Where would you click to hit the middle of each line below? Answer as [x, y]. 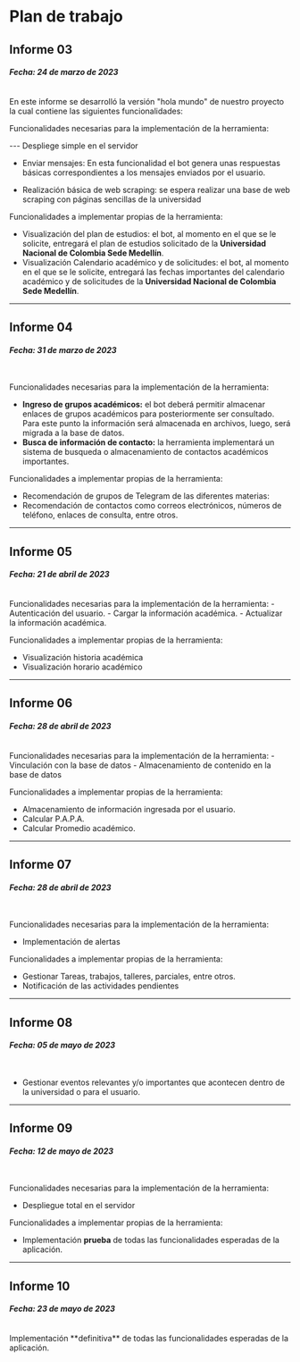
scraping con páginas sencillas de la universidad [112, 199]
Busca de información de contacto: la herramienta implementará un [148, 442]
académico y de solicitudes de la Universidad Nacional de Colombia [149, 281]
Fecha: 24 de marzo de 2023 [64, 72]
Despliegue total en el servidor [79, 1206]
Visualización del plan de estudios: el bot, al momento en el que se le [149, 233]
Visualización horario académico [82, 667]
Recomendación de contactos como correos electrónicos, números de [152, 506]
